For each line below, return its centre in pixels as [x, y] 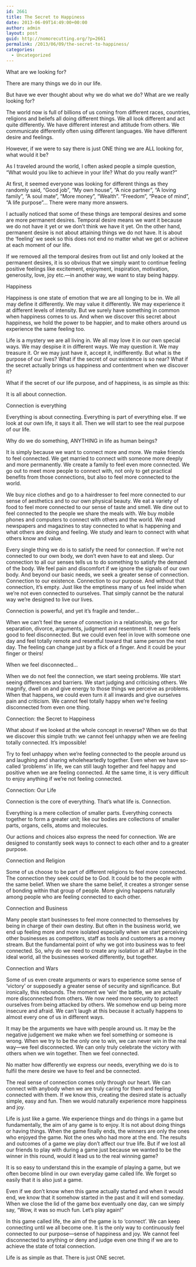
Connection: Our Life [31, 790]
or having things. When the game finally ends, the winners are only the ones [98, 1131]
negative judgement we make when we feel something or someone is [90, 1034]
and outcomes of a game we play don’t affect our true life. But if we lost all [96, 1143]
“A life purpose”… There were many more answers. [67, 202]
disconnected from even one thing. [48, 707]
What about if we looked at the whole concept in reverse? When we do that [97, 730]
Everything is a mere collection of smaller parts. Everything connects [89, 812]
